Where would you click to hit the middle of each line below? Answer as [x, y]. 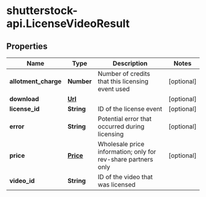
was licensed [117, 184]
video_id [22, 181]
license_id [25, 109]
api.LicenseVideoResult [68, 24]
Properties [27, 46]
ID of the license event [130, 109]
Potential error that [125, 119]
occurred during [121, 126]
